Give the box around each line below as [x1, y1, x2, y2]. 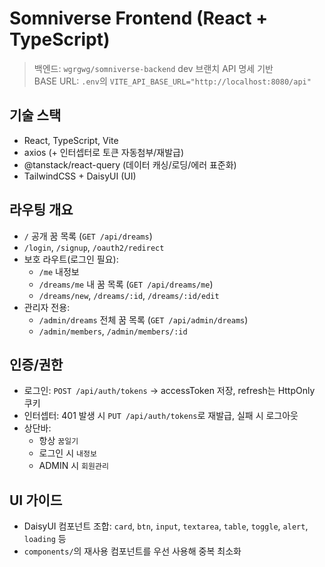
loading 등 [23, 533, 67, 545]
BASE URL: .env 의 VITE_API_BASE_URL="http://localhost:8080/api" [33, 75, 312, 87]
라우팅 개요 [9, 202, 74, 219]
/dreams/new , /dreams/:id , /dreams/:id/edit [38, 289, 220, 301]
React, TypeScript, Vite [23, 134, 119, 146]
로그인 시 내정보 [38, 447, 97, 459]
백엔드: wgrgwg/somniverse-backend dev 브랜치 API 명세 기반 [33, 62, 274, 74]
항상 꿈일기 [38, 435, 79, 447]
